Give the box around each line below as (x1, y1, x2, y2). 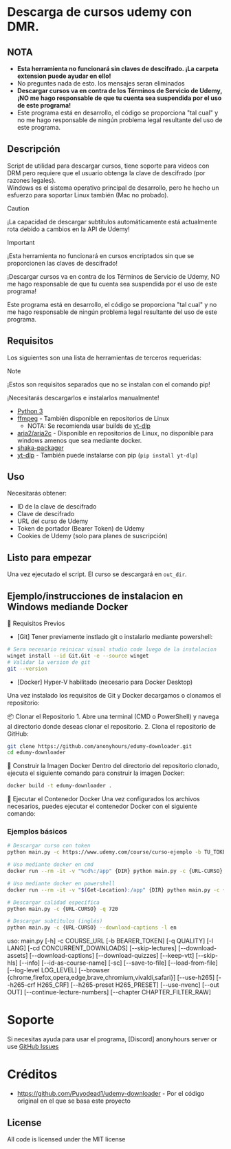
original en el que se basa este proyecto (16, 1097, 131, 1105)
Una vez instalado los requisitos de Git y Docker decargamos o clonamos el (7, 691, 221, 699)
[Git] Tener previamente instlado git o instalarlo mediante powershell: (16, 633, 213, 641)
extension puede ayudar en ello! (16, 72, 111, 80)
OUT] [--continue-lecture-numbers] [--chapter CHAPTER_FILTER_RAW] (7, 988, 212, 996)
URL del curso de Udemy (16, 517, 89, 525)
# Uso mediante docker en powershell (7, 880, 115, 887)
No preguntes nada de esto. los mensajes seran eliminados (16, 79, 185, 87)
